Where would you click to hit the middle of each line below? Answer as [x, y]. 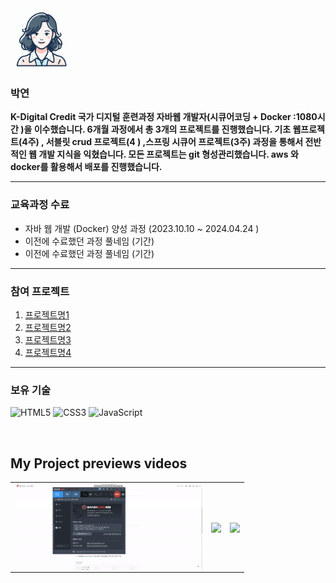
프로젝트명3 [48, 339]
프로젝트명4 [48, 352]
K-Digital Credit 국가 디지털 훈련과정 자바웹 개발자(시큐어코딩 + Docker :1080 [164, 117]
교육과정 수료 [40, 205]
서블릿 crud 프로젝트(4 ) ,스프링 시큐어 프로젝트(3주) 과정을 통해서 [174, 142]
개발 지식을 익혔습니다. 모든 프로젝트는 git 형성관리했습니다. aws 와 [168, 154]
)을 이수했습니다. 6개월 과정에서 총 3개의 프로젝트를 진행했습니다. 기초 [156, 129]
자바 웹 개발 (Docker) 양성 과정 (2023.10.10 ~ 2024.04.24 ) [142, 228]
